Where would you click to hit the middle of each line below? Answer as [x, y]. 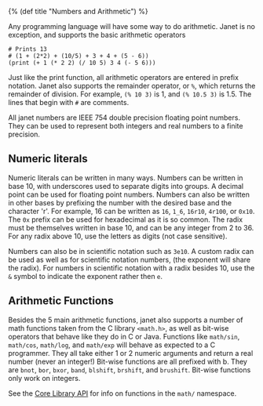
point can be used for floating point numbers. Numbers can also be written [129, 194]
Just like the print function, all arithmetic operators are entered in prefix [124, 77]
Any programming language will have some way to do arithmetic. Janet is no [131, 26]
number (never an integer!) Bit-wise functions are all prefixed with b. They [128, 361]
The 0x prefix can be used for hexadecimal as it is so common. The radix [126, 219]
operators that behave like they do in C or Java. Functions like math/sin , [124, 336]
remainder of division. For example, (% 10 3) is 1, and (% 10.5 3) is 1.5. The [130, 94]
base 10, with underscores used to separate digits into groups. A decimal [126, 186]
